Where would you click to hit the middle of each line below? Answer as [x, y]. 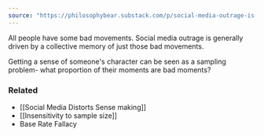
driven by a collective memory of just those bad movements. [106, 46]
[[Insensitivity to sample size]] [68, 116]
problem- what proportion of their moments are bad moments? [110, 70]
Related [23, 90]
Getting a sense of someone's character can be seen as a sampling [117, 61]
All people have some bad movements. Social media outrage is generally [126, 38]
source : [21, 15]
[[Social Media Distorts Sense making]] [83, 107]
